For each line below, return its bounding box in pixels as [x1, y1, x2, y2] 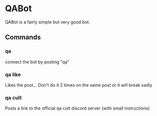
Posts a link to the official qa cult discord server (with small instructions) [5, 105, 150, 111]
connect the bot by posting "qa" [5, 59, 70, 65]
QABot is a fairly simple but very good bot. [5, 19, 90, 25]
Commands [5, 33, 41, 41]
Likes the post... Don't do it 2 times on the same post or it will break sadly [5, 82, 153, 88]
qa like [5, 71, 21, 78]
